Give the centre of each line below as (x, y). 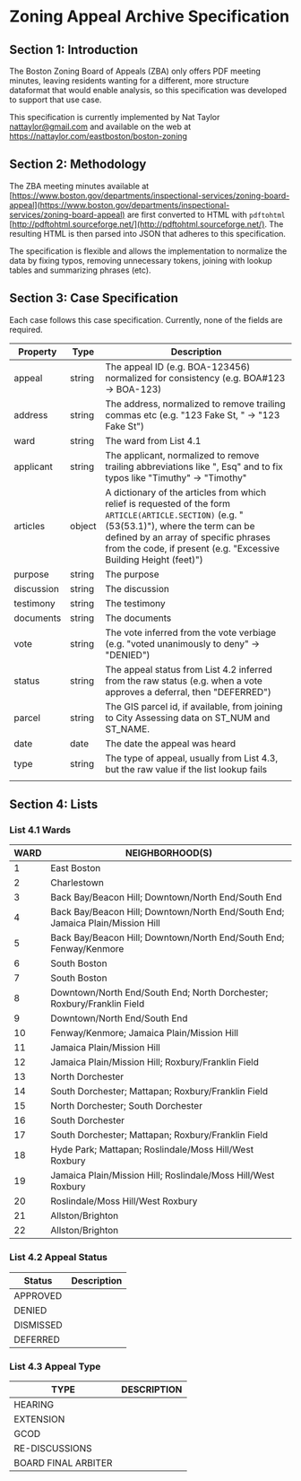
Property (37, 352)
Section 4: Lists (54, 805)
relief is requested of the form (168, 503)
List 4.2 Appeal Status (59, 1258)
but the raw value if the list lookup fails (186, 769)
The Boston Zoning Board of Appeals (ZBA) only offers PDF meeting (135, 71)
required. (26, 329)
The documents (138, 618)
